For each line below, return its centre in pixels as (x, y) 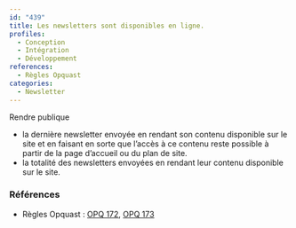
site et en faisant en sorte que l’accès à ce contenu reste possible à (145, 144)
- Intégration (43, 51)
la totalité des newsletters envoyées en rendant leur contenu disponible (153, 162)
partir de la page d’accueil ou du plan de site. (105, 153)
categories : (31, 83)
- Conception (41, 42)
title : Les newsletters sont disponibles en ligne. (107, 26)
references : (31, 67)
